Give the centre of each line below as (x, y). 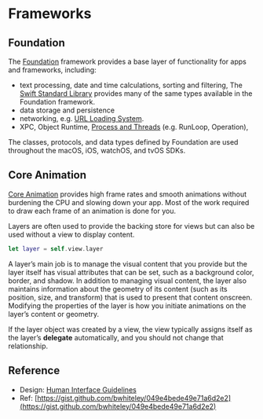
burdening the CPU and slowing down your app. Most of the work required (129, 202)
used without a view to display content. (71, 234)
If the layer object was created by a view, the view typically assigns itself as (130, 329)
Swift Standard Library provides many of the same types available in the (136, 94)
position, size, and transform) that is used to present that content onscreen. (130, 297)
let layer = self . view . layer (56, 248)
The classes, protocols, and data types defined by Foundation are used (123, 142)
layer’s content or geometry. (54, 314)
